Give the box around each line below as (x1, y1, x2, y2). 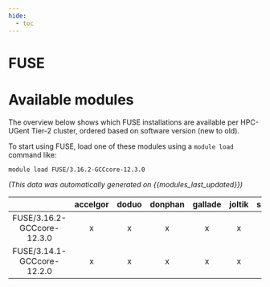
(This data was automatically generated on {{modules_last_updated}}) (8, 179, 243, 189)
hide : (8, 11, 27, 20)
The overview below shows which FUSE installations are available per (8, 117, 239, 127)
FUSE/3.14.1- (12, 245, 67, 256)
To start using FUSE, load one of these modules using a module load (8, 141, 234, 151)
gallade (192, 199, 222, 210)
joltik (228, 199, 249, 210)
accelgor (74, 199, 109, 210)
